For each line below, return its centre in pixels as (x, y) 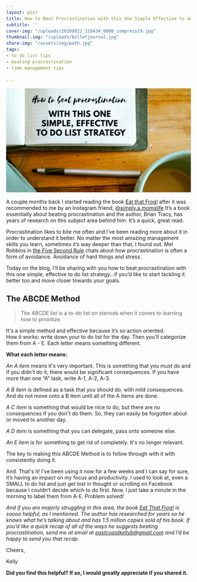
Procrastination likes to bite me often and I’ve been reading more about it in (97, 232)
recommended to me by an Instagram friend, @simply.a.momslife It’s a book (98, 207)
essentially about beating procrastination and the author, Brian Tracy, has (94, 214)
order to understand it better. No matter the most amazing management (92, 238)
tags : (13, 50)
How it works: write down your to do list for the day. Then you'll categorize (96, 336)
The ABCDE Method (43, 299)
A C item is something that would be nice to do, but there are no (83, 407)
